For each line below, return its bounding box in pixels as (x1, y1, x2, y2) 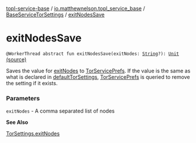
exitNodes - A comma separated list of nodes (6, 107, 115, 114)
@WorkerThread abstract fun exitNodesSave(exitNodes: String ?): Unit (6, 51, 180, 57)
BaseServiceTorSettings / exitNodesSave (6, 11, 105, 18)
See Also (6, 119, 28, 126)
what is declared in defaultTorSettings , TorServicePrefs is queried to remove (6, 73, 190, 81)
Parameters (6, 94, 40, 102)
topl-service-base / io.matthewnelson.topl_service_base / (6, 5, 145, 12)
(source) (6, 55, 27, 63)
